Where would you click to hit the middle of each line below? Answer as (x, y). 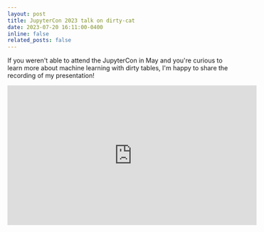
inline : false (28, 34)
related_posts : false (39, 40)
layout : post (27, 14)
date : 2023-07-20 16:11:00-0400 (55, 27)
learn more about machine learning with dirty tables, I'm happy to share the (118, 68)
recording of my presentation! (51, 76)
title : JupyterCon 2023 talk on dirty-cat (71, 21)
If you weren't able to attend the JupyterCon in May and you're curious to (115, 60)
